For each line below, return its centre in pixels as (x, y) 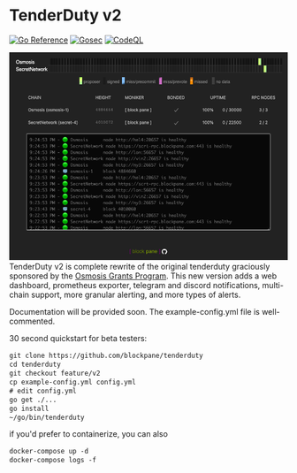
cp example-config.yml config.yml (73, 382)
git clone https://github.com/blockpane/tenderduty (106, 356)
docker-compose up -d (49, 452)
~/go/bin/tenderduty (47, 418)
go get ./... (33, 400)
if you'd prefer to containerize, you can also (88, 434)
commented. (32, 321)
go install (29, 409)
